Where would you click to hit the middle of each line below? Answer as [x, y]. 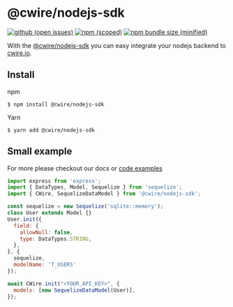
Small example [40, 151]
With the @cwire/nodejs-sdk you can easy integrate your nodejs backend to [117, 45]
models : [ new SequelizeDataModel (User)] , [75, 290]
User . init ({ [24, 219]
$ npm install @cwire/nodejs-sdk [56, 104]
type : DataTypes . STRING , [56, 239]
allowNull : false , [46, 232]
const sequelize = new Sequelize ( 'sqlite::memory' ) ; [85, 207]
